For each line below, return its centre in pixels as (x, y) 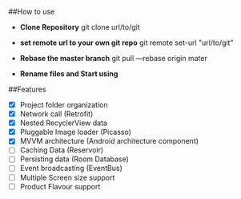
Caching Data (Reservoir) (62, 150)
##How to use (32, 12)
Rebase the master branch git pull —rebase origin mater (114, 58)
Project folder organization (64, 105)
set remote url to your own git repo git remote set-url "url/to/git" (127, 43)
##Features (27, 89)
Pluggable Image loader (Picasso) (76, 132)
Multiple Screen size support (67, 177)
